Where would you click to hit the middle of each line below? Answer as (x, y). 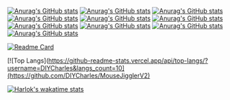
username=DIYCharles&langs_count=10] (66, 68)
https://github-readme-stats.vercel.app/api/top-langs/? (128, 61)
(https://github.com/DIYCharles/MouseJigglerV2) (79, 75)
